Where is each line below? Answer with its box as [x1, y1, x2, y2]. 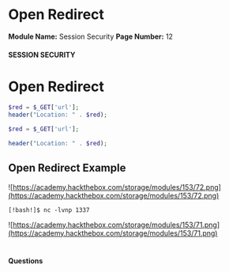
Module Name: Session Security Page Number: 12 [8, 32, 174, 41]
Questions [8, 255, 43, 266]
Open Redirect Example [8, 161, 126, 175]
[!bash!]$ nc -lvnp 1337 [8, 206, 90, 214]
